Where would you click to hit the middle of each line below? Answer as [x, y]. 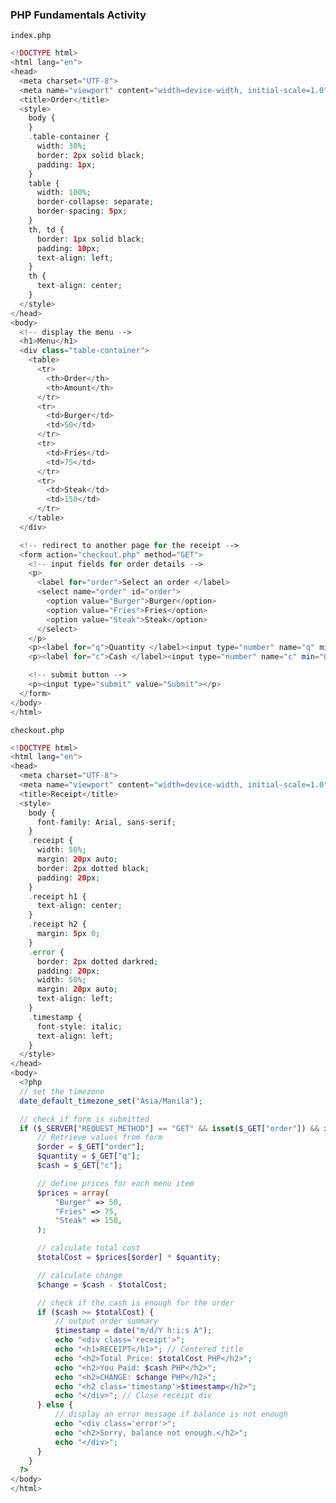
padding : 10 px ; [68, 248]
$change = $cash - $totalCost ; [102, 1284]
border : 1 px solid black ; [90, 239]
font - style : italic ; [79, 1026]
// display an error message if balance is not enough [171, 1414]
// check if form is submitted [84, 1119]
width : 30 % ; [61, 146]
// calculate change [79, 1275]
